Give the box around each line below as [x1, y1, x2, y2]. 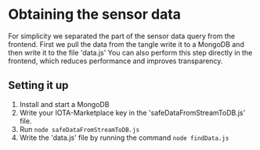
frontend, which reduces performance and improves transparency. [8, 56, 223, 66]
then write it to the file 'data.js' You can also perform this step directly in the [8, 48, 253, 57]
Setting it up [8, 79, 69, 92]
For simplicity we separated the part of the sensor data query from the [8, 31, 236, 41]
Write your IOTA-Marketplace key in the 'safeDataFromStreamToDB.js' [19, 108, 246, 117]
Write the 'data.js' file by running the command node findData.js [19, 133, 229, 142]
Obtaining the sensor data [8, 5, 182, 23]
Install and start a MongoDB [19, 99, 110, 109]
